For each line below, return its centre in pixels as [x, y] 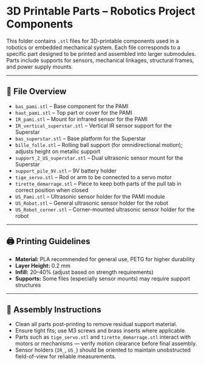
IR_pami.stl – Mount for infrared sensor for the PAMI [81, 119]
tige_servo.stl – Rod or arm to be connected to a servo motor [93, 177]
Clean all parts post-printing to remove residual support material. [96, 324]
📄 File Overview [36, 91]
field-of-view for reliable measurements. [66, 356]
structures [28, 285]
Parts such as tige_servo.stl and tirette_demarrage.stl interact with [103, 337]
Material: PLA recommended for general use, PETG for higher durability [105, 259]
